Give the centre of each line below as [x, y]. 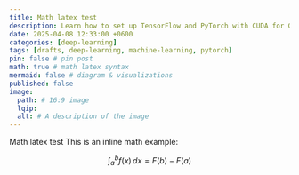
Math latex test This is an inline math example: [94, 142]
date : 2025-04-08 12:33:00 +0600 [71, 34]
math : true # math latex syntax [69, 68]
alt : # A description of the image [83, 116]
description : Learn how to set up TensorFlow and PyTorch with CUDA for [147, 26]
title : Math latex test [53, 17]
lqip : [28, 108]
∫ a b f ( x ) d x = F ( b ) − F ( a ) [149, 161]
